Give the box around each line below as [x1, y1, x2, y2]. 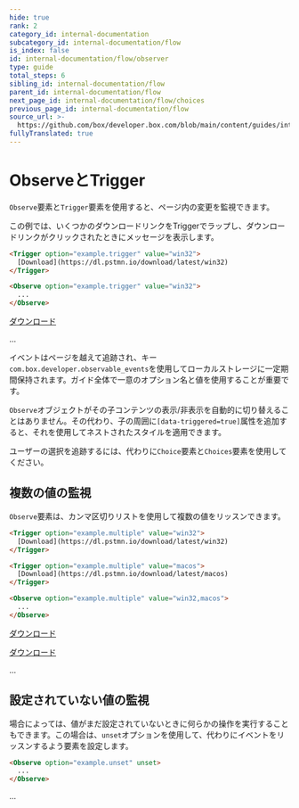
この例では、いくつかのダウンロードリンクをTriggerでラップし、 [9, 220, 246, 231]
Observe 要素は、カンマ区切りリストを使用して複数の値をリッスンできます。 [9, 510, 287, 522]
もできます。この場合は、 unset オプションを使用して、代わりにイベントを [9, 729, 278, 740]
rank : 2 [9, 21, 38, 30]
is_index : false [9, 46, 69, 55]
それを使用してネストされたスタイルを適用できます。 [32, 427, 227, 438]
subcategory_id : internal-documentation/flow [9, 37, 181, 47]
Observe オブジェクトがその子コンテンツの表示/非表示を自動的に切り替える [9, 405, 282, 416]
